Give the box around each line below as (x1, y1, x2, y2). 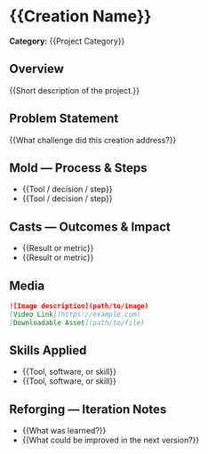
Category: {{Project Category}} (9, 36, 125, 46)
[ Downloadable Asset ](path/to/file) (9, 318, 145, 327)
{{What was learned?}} (21, 426, 107, 436)
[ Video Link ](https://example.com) (9, 310, 141, 319)
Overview (9, 61, 65, 77)
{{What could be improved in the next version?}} (21, 434, 200, 446)
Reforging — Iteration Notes (9, 401, 167, 417)
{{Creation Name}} (9, 6, 152, 27)
